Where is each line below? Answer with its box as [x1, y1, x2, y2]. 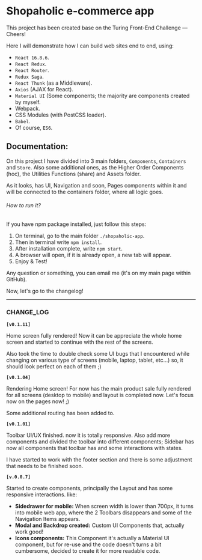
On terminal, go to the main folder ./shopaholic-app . [14, 232, 145, 239]
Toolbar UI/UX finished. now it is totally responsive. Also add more [6, 431, 170, 439]
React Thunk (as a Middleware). [14, 79, 93, 87]
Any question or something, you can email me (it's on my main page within [6, 269, 191, 276]
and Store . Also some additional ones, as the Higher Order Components [6, 163, 185, 171]
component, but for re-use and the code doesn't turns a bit [14, 541, 162, 548]
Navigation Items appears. [14, 516, 81, 523]
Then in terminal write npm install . [14, 239, 102, 246]
